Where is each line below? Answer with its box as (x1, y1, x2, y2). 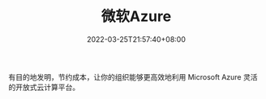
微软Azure (101, 7, 172, 26)
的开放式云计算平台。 (8, 82, 79, 92)
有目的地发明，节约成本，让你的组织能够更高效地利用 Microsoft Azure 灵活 (8, 72, 258, 81)
